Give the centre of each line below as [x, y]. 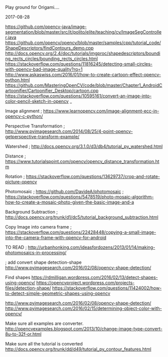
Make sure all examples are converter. [44, 323]
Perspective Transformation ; [35, 126]
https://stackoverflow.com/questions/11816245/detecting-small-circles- [79, 64]
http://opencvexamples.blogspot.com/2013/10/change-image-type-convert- [84, 329]
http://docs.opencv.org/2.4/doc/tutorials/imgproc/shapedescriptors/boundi [83, 53]
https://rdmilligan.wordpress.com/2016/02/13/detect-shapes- [95, 277]
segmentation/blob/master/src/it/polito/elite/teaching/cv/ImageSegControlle [83, 32]
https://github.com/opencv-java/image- [46, 27]
